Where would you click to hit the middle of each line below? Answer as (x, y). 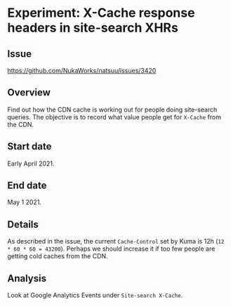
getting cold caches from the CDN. (58, 256)
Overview (29, 93)
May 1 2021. (25, 202)
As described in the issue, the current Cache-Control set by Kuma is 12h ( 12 (116, 241)
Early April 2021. (31, 164)
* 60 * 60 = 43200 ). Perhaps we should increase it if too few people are (111, 249)
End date (27, 186)
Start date (29, 146)
